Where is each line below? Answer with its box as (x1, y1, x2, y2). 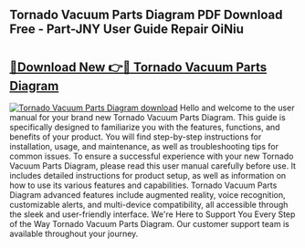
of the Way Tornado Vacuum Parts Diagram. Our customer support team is (9, 219, 289, 229)
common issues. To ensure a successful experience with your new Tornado (9, 150, 294, 161)
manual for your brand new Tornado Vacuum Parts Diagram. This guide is (9, 112, 286, 122)
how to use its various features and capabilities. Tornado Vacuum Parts (9, 180, 278, 191)
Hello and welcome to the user (179, 102, 295, 113)
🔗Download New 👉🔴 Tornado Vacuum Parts (9, 59, 268, 75)
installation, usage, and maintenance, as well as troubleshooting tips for (9, 141, 279, 151)
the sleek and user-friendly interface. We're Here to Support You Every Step (9, 209, 296, 220)
